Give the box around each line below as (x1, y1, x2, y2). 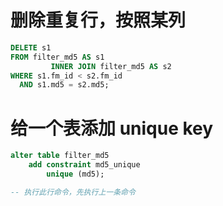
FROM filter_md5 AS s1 (10, 52, 105, 62)
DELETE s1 (10, 42, 52, 53)
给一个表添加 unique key (10, 117, 214, 140)
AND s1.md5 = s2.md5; (19, 80, 110, 90)
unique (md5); (46, 169, 105, 179)
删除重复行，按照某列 (10, 9, 187, 32)
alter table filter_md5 (10, 151, 110, 161)
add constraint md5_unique (28, 160, 141, 170)
